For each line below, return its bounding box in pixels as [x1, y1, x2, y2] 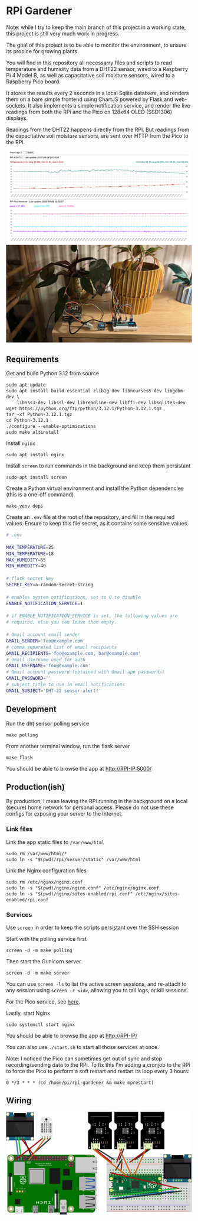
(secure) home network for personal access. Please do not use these [6, 804, 174, 811]
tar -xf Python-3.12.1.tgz [6, 412, 72, 418]
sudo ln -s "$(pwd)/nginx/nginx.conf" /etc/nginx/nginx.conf [6, 885, 160, 891]
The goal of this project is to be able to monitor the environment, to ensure [6, 41, 187, 48]
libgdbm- [164, 388, 186, 394]
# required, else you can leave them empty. [6, 619, 117, 625]
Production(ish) [6, 782, 65, 792]
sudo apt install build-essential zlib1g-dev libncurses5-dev [6, 388, 162, 394]
